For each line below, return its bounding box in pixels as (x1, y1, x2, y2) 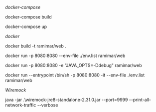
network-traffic (5, 102, 36, 108)
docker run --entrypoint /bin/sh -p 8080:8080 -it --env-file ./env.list (5, 72, 145, 78)
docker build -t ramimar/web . (5, 43, 66, 49)
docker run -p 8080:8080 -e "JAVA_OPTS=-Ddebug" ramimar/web (5, 62, 142, 68)
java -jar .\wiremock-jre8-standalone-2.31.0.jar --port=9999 (5, 97, 128, 102)
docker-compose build (5, 14, 52, 19)
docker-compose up (5, 23, 47, 29)
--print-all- (129, 97, 151, 102)
